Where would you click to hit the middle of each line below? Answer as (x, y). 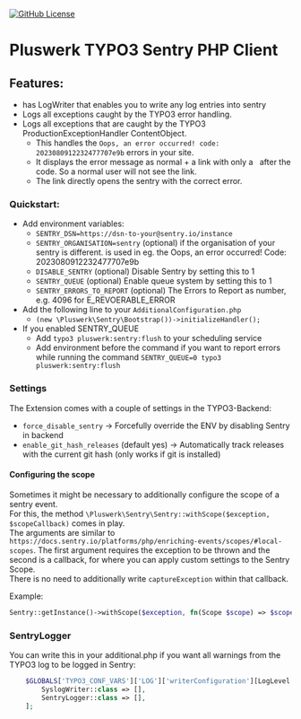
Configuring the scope (52, 475)
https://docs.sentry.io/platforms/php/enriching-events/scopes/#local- (146, 541)
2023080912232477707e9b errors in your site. (115, 152)
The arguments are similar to (62, 532)
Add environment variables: (73, 224)
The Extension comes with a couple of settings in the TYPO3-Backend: (140, 408)
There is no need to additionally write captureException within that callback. (149, 578)
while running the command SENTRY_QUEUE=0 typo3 (129, 357)
